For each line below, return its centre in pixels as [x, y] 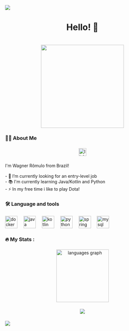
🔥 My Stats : [20, 239]
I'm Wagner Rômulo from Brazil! [37, 165]
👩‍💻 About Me [21, 138]
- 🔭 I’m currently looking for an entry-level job [51, 176]
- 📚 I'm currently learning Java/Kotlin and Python [55, 181]
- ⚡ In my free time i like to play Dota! [42, 189]
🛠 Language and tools [32, 204]
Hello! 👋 [82, 27]
